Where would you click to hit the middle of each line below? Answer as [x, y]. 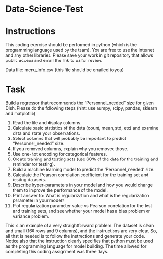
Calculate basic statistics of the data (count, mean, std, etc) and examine [85, 128]
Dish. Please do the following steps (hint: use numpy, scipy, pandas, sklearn [81, 108]
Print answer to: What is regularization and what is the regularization [81, 196]
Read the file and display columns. [47, 123]
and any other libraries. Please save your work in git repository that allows [79, 55]
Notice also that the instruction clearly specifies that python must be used [79, 241]
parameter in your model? [38, 200]
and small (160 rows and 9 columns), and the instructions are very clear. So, [81, 231]
